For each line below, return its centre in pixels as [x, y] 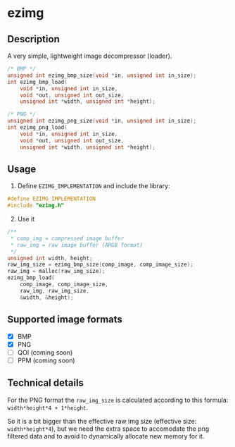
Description [33, 39]
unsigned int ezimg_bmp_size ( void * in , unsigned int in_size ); [102, 75]
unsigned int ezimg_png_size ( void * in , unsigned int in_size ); [102, 121]
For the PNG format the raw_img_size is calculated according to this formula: [118, 400]
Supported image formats [65, 320]
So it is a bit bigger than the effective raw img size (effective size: [102, 421]
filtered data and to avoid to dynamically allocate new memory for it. [106, 436]
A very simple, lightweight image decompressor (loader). [90, 56]
